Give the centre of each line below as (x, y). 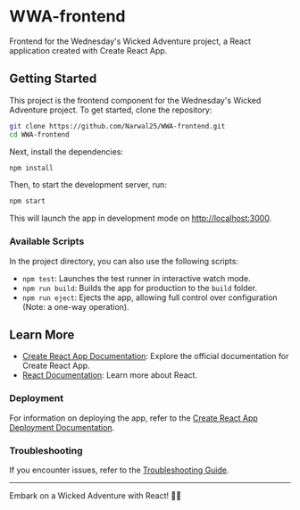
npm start (28, 201)
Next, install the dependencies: (66, 151)
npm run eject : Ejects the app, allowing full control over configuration (150, 297)
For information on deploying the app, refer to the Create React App (134, 418)
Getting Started (53, 79)
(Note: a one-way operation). (75, 306)
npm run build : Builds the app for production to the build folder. (139, 288)
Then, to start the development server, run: (88, 185)
